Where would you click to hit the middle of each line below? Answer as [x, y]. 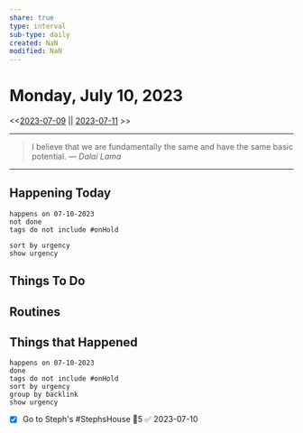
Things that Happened [73, 342]
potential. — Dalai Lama [76, 157]
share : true [32, 18]
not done [26, 222]
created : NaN [34, 43]
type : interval [38, 26]
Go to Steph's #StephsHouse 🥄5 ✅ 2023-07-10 [110, 419]
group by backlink [44, 395]
